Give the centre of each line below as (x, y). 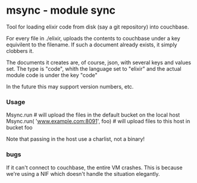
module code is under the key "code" (52, 75)
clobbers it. (20, 51)
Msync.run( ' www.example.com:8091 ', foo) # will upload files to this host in (98, 121)
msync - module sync (61, 10)
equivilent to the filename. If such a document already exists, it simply (92, 45)
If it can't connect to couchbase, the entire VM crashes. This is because (94, 168)
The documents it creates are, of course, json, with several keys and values (99, 62)
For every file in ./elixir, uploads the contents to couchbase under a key (93, 38)
